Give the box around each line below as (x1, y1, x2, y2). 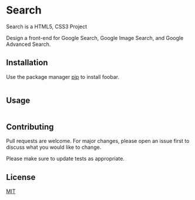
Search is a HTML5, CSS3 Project (6, 23, 88, 30)
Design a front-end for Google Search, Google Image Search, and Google (6, 34, 184, 41)
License (6, 172, 36, 182)
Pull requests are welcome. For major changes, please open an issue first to (6, 138, 190, 145)
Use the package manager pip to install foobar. (6, 73, 119, 80)
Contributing (6, 122, 54, 132)
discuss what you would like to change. (6, 144, 102, 151)
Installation (6, 58, 48, 68)
